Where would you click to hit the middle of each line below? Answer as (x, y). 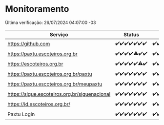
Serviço (59, 34)
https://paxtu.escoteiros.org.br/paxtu (50, 74)
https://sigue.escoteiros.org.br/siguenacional (59, 94)
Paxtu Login (21, 114)
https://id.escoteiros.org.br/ (39, 104)
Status (131, 34)
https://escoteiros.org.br (35, 64)
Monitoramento (37, 9)
